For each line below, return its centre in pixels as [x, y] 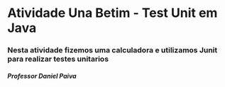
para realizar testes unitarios [58, 59]
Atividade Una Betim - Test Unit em [112, 13]
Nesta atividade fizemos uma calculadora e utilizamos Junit [112, 50]
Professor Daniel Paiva [42, 76]
